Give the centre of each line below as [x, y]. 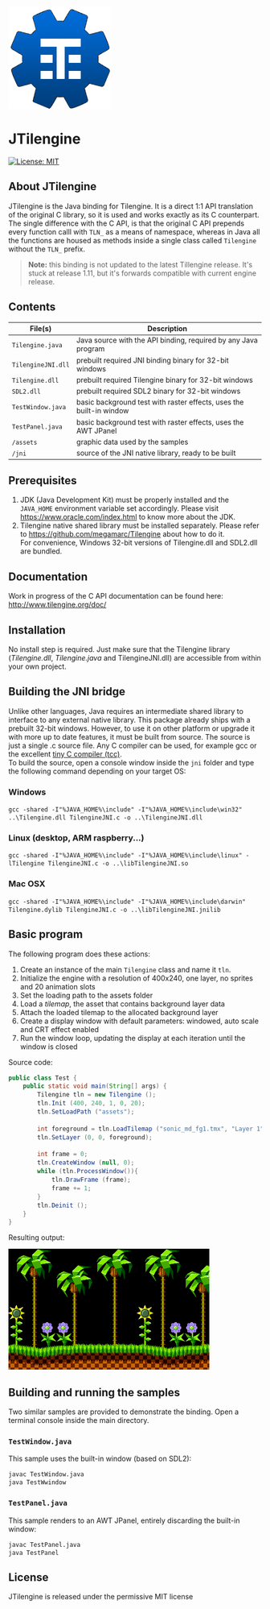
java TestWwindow [37, 1483]
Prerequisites [43, 481]
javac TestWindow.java [46, 1474]
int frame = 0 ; [63, 1155]
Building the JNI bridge [67, 692]
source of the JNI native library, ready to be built [156, 453]
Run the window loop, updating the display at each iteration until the [133, 1038]
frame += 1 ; [71, 1188]
